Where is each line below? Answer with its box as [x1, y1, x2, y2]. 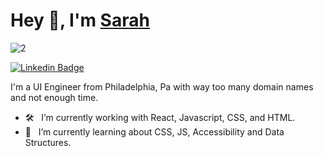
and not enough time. [10, 91, 99, 103]
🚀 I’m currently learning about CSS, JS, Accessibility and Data [24, 125, 285, 138]
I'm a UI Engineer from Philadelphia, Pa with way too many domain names [10, 80, 314, 93]
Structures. [24, 136, 72, 148]
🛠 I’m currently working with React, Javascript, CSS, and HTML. [24, 111, 296, 123]
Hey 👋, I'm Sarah [10, 9, 150, 32]
